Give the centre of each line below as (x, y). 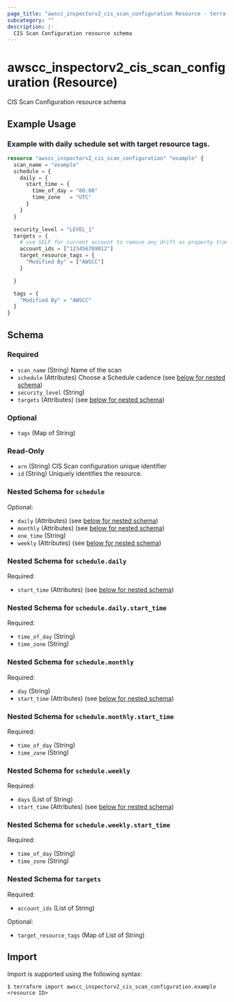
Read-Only (26, 451)
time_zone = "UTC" (62, 197)
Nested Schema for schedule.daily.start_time (87, 607)
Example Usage (42, 124)
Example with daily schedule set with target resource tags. (109, 144)
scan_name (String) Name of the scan (69, 370)
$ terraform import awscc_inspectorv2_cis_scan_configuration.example (112, 987)
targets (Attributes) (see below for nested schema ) (91, 400)
